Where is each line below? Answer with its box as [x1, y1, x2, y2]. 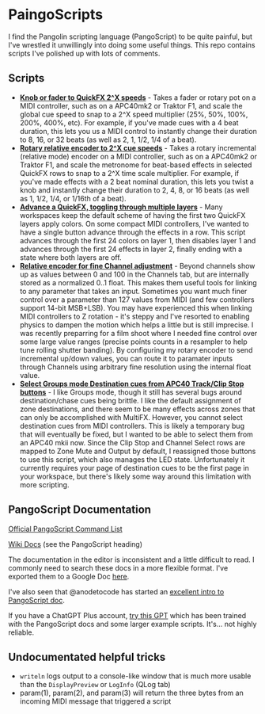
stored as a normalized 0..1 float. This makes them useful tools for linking [19, 277, 257, 287]
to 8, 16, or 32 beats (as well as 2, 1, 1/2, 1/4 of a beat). [19, 135, 197, 144]
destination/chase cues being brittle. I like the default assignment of [19, 395, 241, 405]
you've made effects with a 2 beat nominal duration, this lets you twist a [19, 177, 255, 186]
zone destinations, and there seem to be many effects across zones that [19, 404, 256, 414]
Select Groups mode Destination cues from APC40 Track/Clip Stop [19, 379, 244, 388]
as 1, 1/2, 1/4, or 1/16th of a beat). [19, 193, 127, 203]
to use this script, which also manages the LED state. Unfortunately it [19, 454, 245, 464]
